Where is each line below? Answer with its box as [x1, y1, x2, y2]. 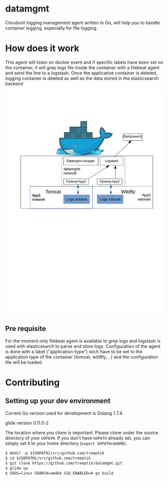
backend [5, 80, 24, 86]
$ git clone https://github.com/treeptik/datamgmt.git [5, 460, 123, 465]
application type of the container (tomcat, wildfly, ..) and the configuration [5, 354, 158, 360]
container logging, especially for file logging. [5, 25, 98, 31]
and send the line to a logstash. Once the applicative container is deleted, [5, 70, 157, 76]
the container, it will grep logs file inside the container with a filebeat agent [5, 64, 160, 70]
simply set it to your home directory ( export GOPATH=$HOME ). [5, 440, 127, 446]
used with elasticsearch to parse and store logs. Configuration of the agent [5, 343, 161, 349]
